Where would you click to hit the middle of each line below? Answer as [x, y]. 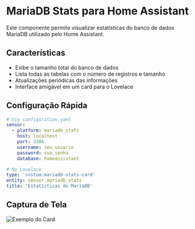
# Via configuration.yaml [39, 119]
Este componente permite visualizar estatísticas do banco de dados [90, 28]
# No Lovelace [24, 169]
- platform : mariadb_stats [45, 130]
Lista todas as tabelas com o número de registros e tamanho [90, 74]
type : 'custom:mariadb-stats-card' [51, 175]
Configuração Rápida [47, 105]
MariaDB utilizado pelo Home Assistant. [55, 34]
